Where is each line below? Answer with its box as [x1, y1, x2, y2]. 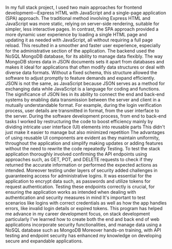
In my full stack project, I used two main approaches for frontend [5, 5, 142, 10]
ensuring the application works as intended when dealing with [5, 189, 137, 195]
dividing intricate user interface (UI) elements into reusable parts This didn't [5, 124, 165, 130]
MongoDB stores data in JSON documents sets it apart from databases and [5, 59, 165, 64]
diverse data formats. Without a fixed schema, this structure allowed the [5, 70, 158, 76]
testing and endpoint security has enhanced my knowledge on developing [5, 233, 162, 238]
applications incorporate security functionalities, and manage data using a [5, 222, 162, 228]
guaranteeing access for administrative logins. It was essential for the [5, 173, 152, 178]
